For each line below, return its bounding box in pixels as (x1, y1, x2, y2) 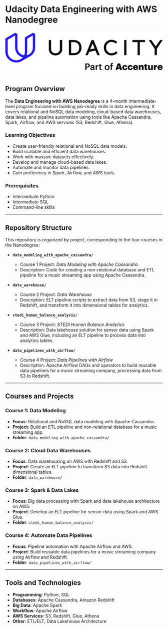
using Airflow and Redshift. (12, 554, 68, 560)
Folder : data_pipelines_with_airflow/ (12, 559, 91, 565)
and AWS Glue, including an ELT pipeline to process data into (19, 332, 146, 338)
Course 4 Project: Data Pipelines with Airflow (19, 357, 113, 363)
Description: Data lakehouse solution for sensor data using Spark (19, 327, 154, 333)
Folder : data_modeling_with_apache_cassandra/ (12, 434, 109, 440)
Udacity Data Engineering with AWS (5, 4, 157, 15)
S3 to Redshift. (19, 373, 50, 379)
